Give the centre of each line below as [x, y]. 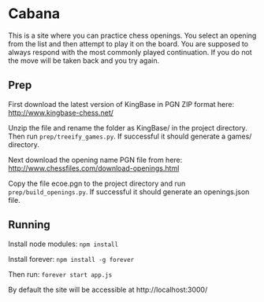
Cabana [34, 14]
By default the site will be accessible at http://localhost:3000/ [108, 289]
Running [30, 225]
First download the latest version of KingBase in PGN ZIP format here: [121, 104]
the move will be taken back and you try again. [84, 61]
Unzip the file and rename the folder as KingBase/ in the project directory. [128, 127]
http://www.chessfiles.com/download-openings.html [94, 168]
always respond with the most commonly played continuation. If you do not [130, 52]
